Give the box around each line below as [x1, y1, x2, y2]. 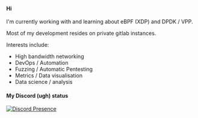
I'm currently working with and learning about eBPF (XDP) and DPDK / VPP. [6, 18, 194, 25]
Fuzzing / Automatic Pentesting [14, 66, 93, 73]
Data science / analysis [14, 78, 73, 86]
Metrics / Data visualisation [14, 72, 83, 79]
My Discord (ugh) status [6, 92, 68, 99]
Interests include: [6, 41, 49, 49]
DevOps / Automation [14, 59, 69, 66]
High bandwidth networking [14, 53, 84, 60]
